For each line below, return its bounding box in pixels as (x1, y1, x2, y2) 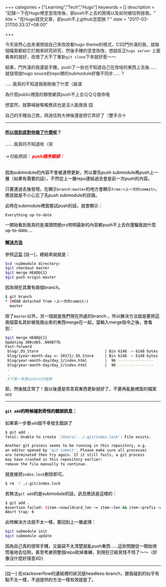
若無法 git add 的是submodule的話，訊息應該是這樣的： (5, 490, 117, 496)
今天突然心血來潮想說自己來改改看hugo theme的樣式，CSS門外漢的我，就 (5, 41, 156, 47)
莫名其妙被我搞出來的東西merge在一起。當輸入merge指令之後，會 (13, 319, 148, 325)
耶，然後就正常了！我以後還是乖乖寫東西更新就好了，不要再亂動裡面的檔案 (5, 386, 157, 392)
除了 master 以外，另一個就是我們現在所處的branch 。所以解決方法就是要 (5, 313, 151, 319)
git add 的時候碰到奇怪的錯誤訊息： (5, 408, 78, 414)
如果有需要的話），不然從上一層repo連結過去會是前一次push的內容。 (13, 176, 152, 182)
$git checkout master (5, 266, 50, 271)
